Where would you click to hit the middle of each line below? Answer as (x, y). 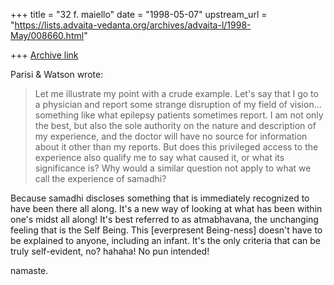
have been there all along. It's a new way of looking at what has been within (166, 208)
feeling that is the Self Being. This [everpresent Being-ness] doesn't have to (166, 230)
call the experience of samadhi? (100, 178)
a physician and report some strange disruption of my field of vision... (178, 104)
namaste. (29, 270)
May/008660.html (47, 35)
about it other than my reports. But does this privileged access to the (176, 147)
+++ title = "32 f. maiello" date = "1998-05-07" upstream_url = (139, 14)
